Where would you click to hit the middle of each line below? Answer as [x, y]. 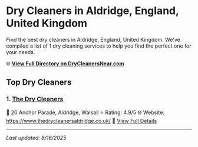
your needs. [21, 52]
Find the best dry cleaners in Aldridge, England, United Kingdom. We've [93, 39]
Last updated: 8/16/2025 [36, 138]
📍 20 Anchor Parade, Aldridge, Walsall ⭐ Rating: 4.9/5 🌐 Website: [85, 112]
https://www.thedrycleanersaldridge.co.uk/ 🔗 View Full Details [82, 121]
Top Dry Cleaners [39, 83]
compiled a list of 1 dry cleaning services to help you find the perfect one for [99, 46]
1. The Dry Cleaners [35, 99]
